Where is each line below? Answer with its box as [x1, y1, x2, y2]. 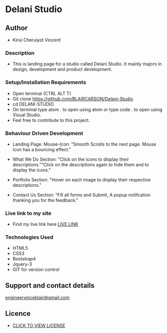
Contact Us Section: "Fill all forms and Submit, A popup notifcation [12, 191, 151, 197]
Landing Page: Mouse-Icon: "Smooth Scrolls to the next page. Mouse [12, 141, 157, 147]
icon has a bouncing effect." [12, 146, 71, 152]
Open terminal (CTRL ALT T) [12, 90, 71, 96]
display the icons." [12, 167, 51, 173]
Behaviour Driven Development [5, 129, 83, 137]
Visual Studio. [12, 112, 41, 118]
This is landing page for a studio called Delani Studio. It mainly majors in [12, 61, 162, 67]
